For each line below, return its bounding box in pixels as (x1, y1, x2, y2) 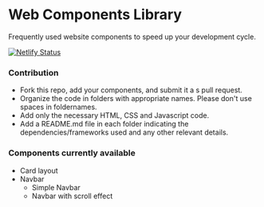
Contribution (8, 67, 59, 78)
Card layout (19, 166, 58, 175)
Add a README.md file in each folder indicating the (19, 119, 189, 129)
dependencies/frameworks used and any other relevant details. (19, 127, 229, 137)
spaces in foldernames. (19, 102, 97, 112)
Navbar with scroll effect (31, 191, 113, 201)
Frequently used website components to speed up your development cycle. (8, 32, 257, 41)
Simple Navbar (31, 182, 81, 192)
